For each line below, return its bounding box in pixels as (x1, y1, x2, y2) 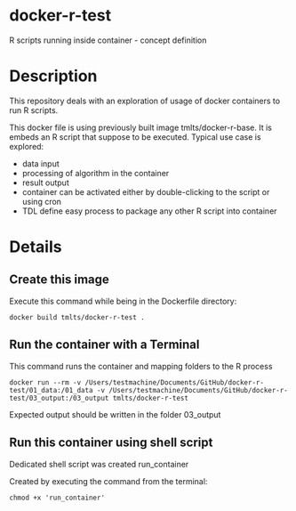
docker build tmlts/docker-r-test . (9, 312, 145, 321)
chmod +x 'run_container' (9, 493, 105, 502)
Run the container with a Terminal (9, 337, 200, 353)
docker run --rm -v (9, 377, 82, 387)
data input (21, 158, 60, 169)
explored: (9, 141, 44, 151)
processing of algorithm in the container (21, 167, 170, 178)
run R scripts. (9, 104, 59, 116)
